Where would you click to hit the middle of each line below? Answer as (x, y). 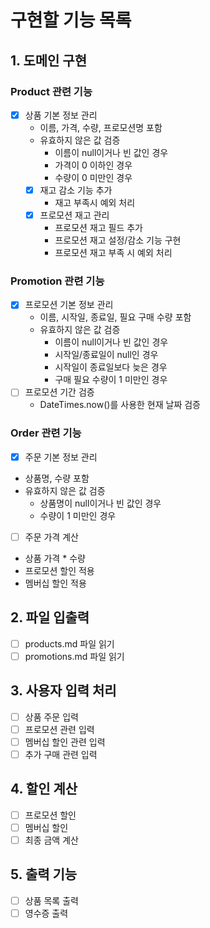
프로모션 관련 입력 (59, 729)
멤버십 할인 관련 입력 (65, 742)
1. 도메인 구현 (48, 60)
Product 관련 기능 (51, 91)
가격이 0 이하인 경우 (93, 165)
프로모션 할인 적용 (59, 570)
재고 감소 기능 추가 (76, 190)
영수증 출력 (46, 913)
